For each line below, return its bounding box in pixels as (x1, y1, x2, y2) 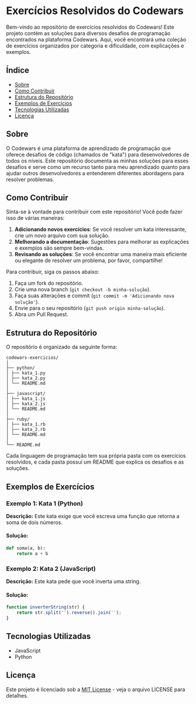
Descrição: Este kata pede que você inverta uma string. (6, 578, 141, 585)
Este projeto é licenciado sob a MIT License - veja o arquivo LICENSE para (6, 686, 185, 693)
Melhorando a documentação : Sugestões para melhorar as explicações (14, 239, 189, 246)
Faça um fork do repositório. (14, 280, 84, 287)
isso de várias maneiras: (6, 215, 65, 222)
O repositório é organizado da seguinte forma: (6, 344, 118, 351)
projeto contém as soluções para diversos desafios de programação (6, 29, 171, 36)
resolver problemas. (6, 176, 54, 183)
